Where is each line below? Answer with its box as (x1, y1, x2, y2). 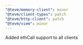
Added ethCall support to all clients (5, 35, 78, 41)
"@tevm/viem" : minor (5, 21, 49, 26)
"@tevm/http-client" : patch (5, 16, 64, 21)
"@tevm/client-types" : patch (5, 12, 66, 17)
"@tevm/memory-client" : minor (5, 7, 69, 12)
